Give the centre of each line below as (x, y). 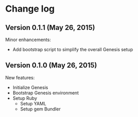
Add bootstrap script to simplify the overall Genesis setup (73, 49)
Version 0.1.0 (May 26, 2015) (51, 66)
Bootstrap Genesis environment (46, 93)
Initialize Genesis (30, 87)
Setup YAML (33, 103)
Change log (30, 9)
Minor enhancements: (28, 40)
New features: (20, 77)
